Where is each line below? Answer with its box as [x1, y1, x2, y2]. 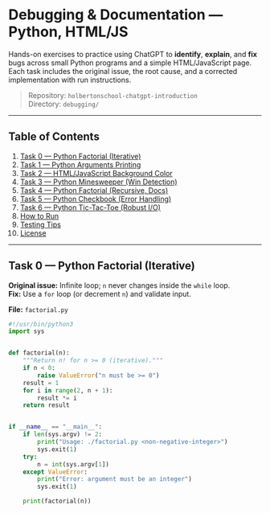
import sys [8, 327, 45, 335]
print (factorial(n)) [22, 497, 92, 506]
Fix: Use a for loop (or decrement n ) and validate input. [8, 289, 191, 298]
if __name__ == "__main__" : [8, 423, 103, 431]
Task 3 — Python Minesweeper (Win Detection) [19, 177, 178, 187]
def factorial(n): [8, 349, 70, 357]
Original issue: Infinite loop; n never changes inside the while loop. [8, 280, 231, 290]
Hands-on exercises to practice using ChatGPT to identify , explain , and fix [8, 49, 257, 59]
